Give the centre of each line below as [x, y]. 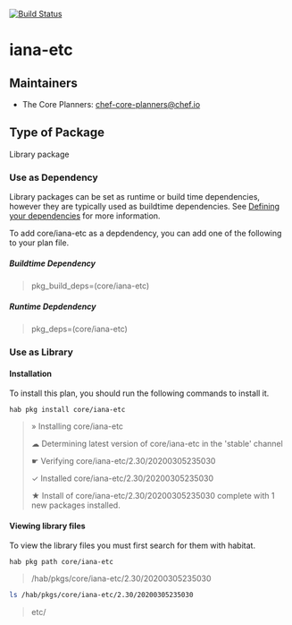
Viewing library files [48, 526]
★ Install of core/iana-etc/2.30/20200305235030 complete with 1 [153, 496]
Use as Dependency [54, 177]
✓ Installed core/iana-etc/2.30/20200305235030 [122, 478]
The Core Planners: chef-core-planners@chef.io [111, 104]
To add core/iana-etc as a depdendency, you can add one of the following [146, 234]
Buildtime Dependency [53, 263]
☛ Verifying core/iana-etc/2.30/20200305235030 [123, 461]
